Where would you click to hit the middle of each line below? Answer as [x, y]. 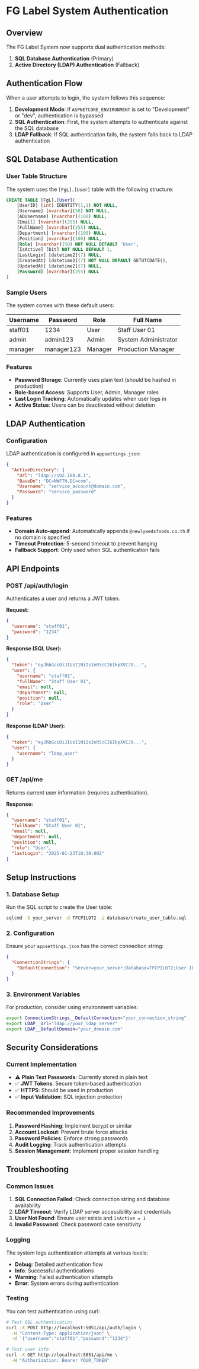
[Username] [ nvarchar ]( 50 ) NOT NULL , [63, 211]
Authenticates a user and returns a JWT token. [63, 598]
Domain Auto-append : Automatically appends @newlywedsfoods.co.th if [102, 531]
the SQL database [37, 128]
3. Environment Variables [43, 994]
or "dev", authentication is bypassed [59, 115]
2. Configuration [30, 933]
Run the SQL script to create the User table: [59, 907]
